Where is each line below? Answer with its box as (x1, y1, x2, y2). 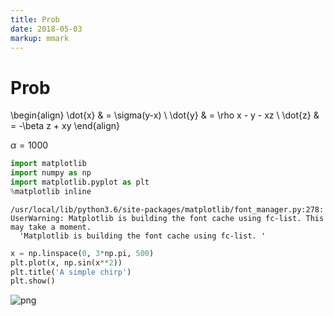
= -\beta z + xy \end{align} (10, 120, 120, 132)
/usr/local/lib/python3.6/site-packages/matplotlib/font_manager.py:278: (10, 204, 325, 215)
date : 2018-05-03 (10, 24, 83, 34)
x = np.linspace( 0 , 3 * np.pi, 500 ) (10, 248, 155, 258)
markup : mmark (10, 33, 70, 43)
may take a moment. (10, 222, 92, 232)
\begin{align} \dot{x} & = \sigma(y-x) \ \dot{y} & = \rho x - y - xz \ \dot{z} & (10, 109, 320, 121)
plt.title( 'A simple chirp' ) (10, 267, 132, 277)
